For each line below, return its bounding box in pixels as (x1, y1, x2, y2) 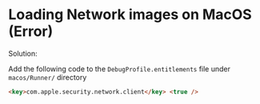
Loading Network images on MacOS (8, 6, 252, 24)
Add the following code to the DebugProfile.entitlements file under (8, 64, 230, 73)
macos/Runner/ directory (8, 72, 87, 82)
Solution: (8, 48, 38, 58)
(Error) (8, 22, 54, 40)
